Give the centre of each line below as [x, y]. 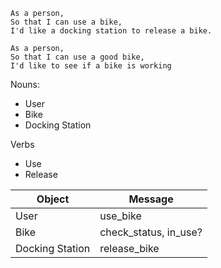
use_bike [120, 216]
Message [151, 199]
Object [53, 199]
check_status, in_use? [151, 232]
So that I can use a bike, [66, 22]
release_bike [129, 248]
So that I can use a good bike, [77, 57]
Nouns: [25, 84]
